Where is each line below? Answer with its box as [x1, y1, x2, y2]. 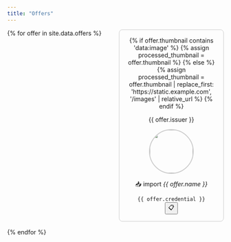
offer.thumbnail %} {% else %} [128, 58, 215, 66]
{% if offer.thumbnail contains [129, 36, 214, 45]
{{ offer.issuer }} [148, 115, 195, 124]
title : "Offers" [7, 10, 54, 17]
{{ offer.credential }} [137, 195, 206, 203]
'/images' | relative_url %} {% [129, 94, 213, 103]
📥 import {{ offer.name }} [135, 179, 208, 188]
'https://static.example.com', [131, 87, 212, 96]
